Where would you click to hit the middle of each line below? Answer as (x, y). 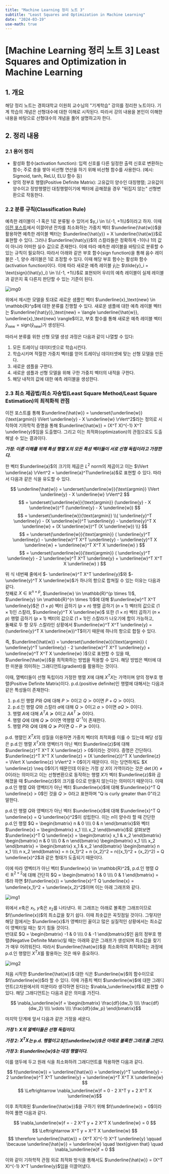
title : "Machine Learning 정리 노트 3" (45, 10)
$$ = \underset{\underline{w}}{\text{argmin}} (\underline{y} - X (85, 502)
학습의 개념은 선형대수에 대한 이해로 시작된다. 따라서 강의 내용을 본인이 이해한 (87, 112)
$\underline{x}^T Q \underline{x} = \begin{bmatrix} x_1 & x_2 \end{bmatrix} (83, 835)
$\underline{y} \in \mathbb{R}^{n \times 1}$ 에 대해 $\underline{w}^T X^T (81, 600)
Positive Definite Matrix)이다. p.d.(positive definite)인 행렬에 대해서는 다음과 (87, 684)
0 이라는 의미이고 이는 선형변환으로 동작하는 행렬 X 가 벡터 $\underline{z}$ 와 (80, 774)
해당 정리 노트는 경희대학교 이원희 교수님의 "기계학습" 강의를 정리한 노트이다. (81, 106)
